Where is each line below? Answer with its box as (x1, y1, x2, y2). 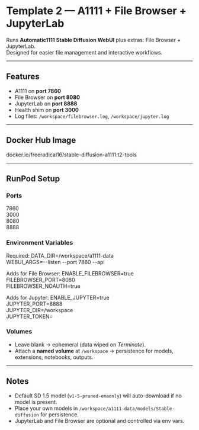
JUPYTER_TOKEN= (6, 313, 53, 320)
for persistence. (40, 410, 79, 418)
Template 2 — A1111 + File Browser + (6, 4, 187, 18)
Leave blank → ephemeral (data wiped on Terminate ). (14, 341, 146, 348)
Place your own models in (14, 405, 78, 412)
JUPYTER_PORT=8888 (6, 300, 63, 307)
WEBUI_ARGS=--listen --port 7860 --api (6, 258, 105, 265)
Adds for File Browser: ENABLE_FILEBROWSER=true (6, 269, 134, 277)
